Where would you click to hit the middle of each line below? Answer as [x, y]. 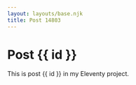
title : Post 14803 [34, 20]
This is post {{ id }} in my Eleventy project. [68, 74]
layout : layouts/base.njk [45, 14]
